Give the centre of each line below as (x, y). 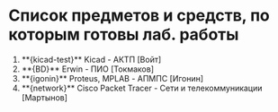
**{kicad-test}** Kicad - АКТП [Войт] (91, 59)
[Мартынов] (45, 97)
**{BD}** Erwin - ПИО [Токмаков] (88, 69)
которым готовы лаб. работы (124, 34)
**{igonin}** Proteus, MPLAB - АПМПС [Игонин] (112, 78)
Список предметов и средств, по (139, 16)
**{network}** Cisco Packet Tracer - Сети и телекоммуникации (142, 88)
